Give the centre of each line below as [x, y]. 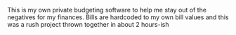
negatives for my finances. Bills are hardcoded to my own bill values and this [118, 17]
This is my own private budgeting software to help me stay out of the [107, 10]
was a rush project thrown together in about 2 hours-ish [88, 24]
